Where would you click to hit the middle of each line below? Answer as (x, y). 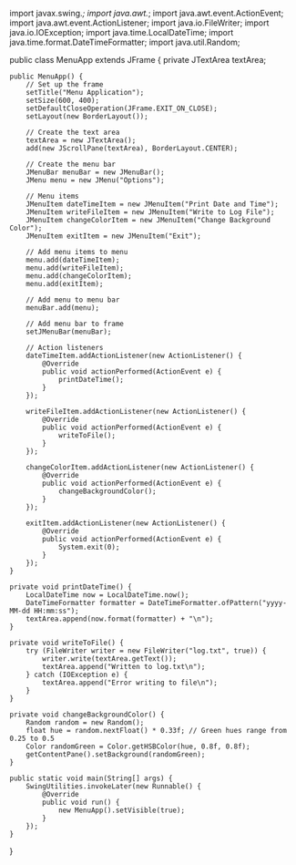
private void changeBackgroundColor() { (87, 715)
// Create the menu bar (71, 164)
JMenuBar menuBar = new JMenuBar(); (96, 172)
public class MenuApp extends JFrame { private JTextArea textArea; (138, 60)
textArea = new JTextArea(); (81, 140)
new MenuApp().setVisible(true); (121, 810)
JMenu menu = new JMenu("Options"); (96, 180)
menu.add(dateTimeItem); (73, 260)
